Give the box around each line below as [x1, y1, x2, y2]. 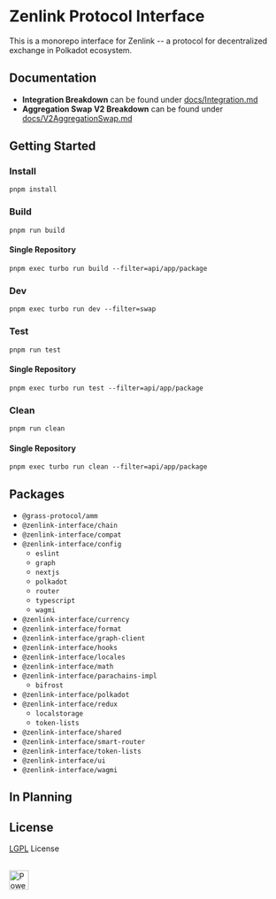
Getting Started [9, 139, 96, 154]
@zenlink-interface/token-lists [21, 747, 142, 756]
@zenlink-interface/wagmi [21, 766, 118, 775]
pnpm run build [9, 226, 65, 235]
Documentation [9, 71, 97, 86]
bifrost [34, 681, 64, 690]
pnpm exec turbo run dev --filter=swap [9, 305, 157, 314]
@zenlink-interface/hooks [21, 644, 118, 653]
